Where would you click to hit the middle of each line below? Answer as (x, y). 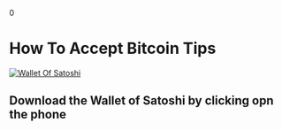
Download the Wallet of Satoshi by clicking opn (141, 101)
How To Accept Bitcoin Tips (113, 49)
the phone (38, 115)
